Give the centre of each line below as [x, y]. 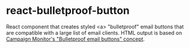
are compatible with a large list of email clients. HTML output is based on [94, 32]
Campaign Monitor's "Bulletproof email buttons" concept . [75, 39]
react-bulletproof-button [68, 11]
